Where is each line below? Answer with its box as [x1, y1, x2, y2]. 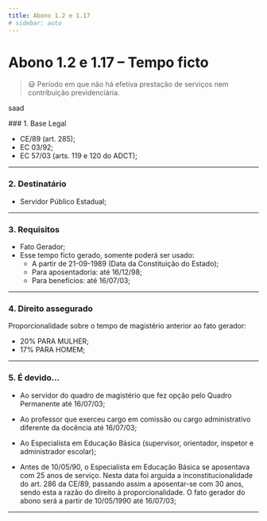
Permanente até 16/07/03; [19, 399, 106, 408]
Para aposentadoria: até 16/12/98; [31, 267, 142, 277]
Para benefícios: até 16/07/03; [31, 276, 131, 286]
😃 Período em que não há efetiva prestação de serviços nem [27, 80, 229, 89]
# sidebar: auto [8, 19, 62, 27]
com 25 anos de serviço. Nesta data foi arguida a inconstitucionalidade [19, 470, 253, 480]
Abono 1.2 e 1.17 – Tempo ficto [8, 53, 209, 72]
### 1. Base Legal [8, 119, 67, 128]
